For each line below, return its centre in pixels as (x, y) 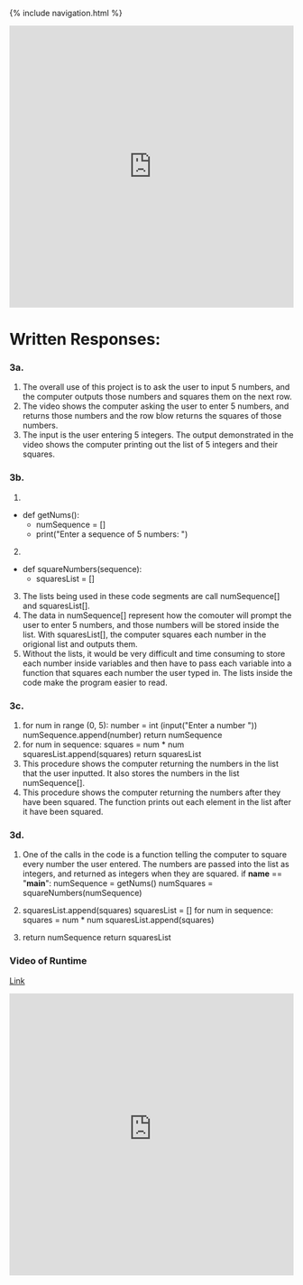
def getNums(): (50, 514)
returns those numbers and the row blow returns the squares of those (152, 416)
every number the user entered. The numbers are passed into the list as (156, 864)
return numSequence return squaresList (96, 938)
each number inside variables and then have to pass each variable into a (157, 663)
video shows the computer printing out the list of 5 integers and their (150, 445)
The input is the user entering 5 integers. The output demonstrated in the (158, 435)
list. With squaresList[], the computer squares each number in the (144, 634)
